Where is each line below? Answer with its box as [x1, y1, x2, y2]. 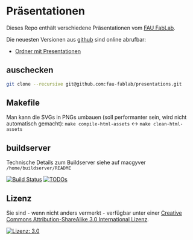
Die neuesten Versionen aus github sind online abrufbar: [6, 36, 147, 43]
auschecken [6, 65, 54, 75]
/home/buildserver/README [6, 165, 71, 171]
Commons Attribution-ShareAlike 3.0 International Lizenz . [6, 216, 150, 223]
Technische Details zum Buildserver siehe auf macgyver [6, 159, 146, 166]
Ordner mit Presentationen [14, 47, 81, 55]
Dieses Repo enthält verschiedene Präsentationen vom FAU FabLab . [6, 24, 176, 31]
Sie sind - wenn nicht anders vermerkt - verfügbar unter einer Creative [6, 209, 182, 216]
